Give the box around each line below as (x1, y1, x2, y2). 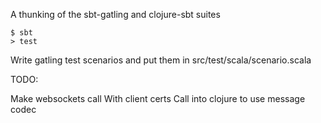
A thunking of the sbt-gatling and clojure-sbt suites (10, 9, 221, 20)
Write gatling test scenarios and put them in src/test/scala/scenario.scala (10, 54, 312, 66)
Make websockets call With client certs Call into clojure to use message (10, 93, 306, 104)
